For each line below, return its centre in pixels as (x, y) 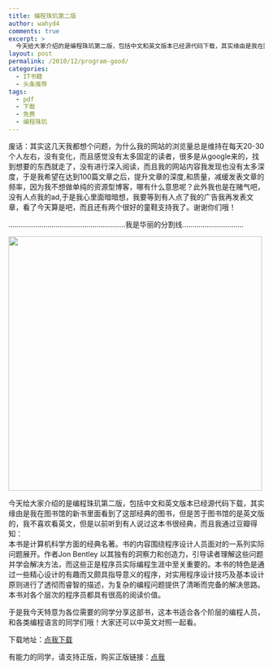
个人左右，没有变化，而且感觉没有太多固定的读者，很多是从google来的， (130, 156)
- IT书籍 (29, 77)
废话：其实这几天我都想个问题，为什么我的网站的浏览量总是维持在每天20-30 (136, 146)
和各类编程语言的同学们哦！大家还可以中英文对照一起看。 (104, 622)
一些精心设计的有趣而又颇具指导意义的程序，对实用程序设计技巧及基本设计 (140, 574)
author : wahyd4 (34, 24)
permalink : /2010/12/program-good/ (69, 62)
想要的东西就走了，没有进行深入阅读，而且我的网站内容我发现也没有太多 (136, 166)
